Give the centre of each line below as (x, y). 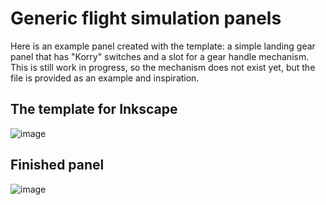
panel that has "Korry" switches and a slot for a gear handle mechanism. (160, 56)
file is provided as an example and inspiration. (105, 78)
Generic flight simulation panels (146, 18)
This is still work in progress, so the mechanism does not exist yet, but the (163, 67)
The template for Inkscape (94, 109)
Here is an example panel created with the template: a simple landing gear (163, 46)
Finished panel (57, 165)
